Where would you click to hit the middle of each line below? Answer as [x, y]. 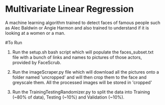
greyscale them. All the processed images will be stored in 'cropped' [82, 82]
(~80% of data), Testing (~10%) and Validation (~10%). [68, 97]
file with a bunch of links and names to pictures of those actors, [77, 57]
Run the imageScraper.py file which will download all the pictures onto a [85, 72]
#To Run [14, 42]
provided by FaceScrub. [37, 62]
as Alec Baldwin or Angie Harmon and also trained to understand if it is [77, 27]
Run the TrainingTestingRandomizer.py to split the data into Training [81, 92]
